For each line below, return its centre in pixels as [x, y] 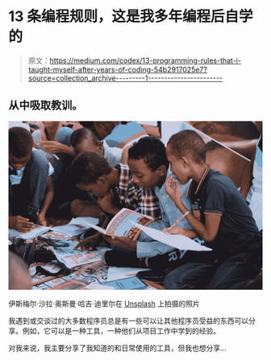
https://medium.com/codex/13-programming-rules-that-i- [146, 60]
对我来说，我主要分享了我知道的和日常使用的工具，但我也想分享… [118, 348]
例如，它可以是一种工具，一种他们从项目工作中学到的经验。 [121, 331]
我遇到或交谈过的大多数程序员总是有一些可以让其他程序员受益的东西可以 [128, 321]
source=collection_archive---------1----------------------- [125, 78]
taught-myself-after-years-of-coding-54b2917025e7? [118, 69]
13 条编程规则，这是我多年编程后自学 [131, 17]
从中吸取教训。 [46, 106]
